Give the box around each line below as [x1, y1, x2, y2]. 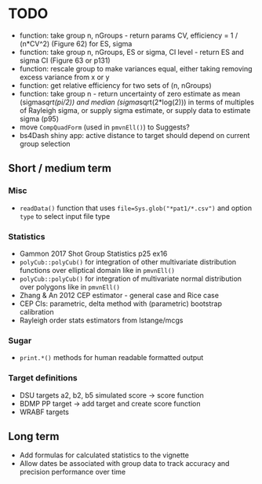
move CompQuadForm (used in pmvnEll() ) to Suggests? [19, 122, 191, 132]
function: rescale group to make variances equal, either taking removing [19, 64, 253, 73]
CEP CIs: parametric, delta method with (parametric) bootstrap [19, 299, 222, 308]
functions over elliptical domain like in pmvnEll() [19, 265, 175, 275]
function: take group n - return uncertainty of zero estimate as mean [19, 89, 241, 98]
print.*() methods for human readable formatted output [19, 353, 204, 362]
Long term [8, 429, 60, 443]
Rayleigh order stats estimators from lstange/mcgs [19, 315, 184, 325]
